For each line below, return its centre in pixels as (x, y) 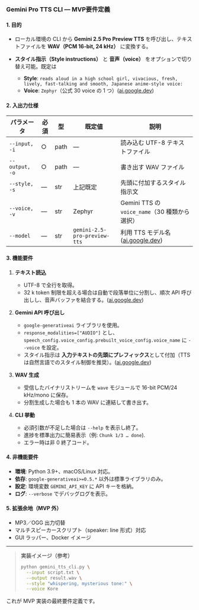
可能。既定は (41, 67)
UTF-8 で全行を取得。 (51, 285)
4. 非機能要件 (22, 457)
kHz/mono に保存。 (47, 395)
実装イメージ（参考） (46, 555)
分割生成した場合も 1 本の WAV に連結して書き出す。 (88, 402)
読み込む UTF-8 (143, 143)
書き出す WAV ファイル (153, 167)
